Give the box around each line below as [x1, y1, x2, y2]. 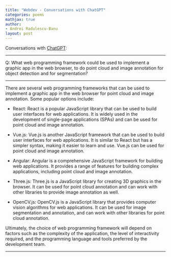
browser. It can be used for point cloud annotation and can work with [12, 184, 158, 189]
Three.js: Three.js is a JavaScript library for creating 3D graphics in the [12, 178, 162, 184]
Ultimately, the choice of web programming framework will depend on [5, 225, 152, 231]
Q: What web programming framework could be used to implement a [5, 59, 149, 66]
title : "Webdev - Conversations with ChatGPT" [5, 7, 106, 13]
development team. [5, 241, 46, 247]
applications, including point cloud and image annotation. [12, 169, 133, 174]
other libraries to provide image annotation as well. [12, 189, 120, 195]
